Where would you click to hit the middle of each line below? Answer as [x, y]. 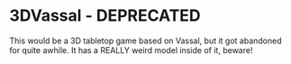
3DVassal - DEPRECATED [105, 16]
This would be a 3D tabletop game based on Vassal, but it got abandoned [145, 41]
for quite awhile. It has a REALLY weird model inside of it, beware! [131, 50]
